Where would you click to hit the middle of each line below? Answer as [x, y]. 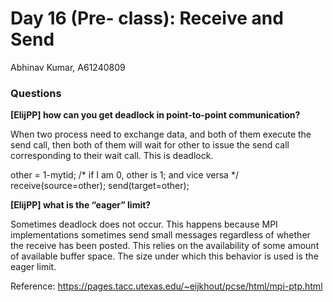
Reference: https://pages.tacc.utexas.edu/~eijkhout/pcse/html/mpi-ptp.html [166, 286]
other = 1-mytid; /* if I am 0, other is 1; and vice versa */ [124, 175]
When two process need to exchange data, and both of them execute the [161, 134]
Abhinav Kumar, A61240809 [68, 67]
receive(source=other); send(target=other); [100, 186]
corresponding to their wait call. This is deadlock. [112, 156]
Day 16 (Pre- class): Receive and [147, 18]
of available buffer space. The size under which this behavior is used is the [164, 256]
